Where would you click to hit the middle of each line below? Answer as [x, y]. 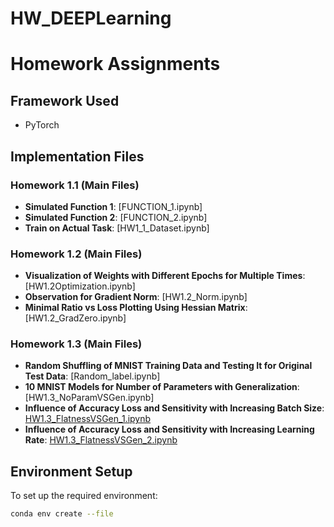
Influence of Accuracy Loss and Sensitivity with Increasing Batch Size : [174, 408]
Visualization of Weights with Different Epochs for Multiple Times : [165, 276]
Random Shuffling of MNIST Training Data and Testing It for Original [168, 366]
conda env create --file [62, 514]
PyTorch [42, 125]
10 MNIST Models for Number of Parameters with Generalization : [162, 387]
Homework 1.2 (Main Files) [76, 254]
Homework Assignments [115, 64]
